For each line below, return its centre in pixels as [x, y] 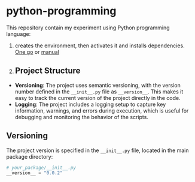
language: [19, 34]
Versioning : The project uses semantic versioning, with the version [97, 85]
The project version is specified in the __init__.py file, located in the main [97, 150]
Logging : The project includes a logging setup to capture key [90, 104]
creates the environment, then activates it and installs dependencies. [100, 45]
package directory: [30, 156]
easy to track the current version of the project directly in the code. [97, 98]
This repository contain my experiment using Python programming [88, 28]
